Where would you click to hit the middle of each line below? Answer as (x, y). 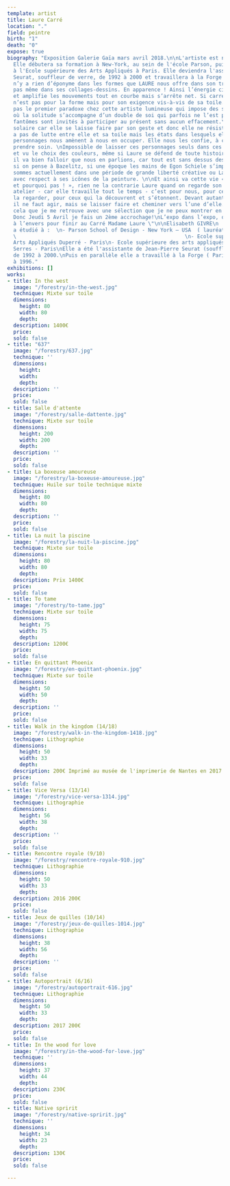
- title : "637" (29, 344)
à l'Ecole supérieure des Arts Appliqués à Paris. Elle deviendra (110, 71)
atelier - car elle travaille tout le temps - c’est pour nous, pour (114, 192)
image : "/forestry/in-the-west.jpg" (65, 287)
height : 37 (35, 1070)
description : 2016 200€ (47, 898)
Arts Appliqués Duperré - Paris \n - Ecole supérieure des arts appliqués (119, 243)
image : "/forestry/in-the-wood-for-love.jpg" (79, 1051)
